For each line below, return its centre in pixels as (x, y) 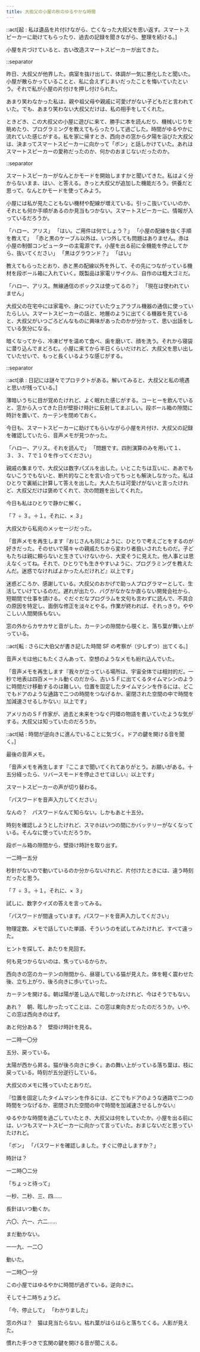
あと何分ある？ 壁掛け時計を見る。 (51, 1027)
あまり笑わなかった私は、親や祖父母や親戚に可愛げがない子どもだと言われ (97, 101)
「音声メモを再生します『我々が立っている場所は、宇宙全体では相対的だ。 (97, 671)
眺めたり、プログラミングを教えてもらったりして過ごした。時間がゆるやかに (100, 129)
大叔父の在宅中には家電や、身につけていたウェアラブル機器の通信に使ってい (100, 306)
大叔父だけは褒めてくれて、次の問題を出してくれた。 (81, 490)
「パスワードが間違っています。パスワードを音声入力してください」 (89, 916)
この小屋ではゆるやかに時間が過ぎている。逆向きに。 (71, 1285)
